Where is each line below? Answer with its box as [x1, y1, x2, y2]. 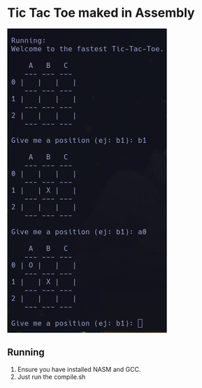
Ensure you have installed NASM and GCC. [17, 365, 141, 373]
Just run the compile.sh [17, 373, 86, 381]
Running [7, 347, 45, 359]
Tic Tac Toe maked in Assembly [7, 5, 195, 21]
